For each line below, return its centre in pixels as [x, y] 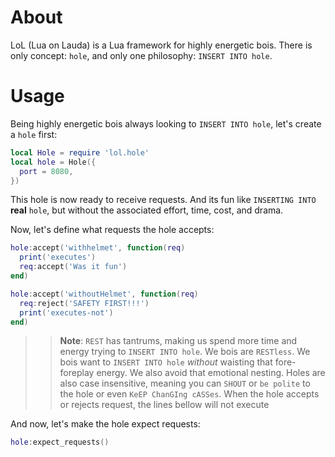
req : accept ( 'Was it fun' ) [73, 267]
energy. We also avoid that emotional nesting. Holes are [211, 373]
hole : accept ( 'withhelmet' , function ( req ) [98, 248]
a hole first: [34, 134]
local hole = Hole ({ [53, 162]
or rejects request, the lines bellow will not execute [164, 405]
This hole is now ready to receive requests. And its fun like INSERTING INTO [163, 200]
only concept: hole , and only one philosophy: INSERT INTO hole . [141, 55]
